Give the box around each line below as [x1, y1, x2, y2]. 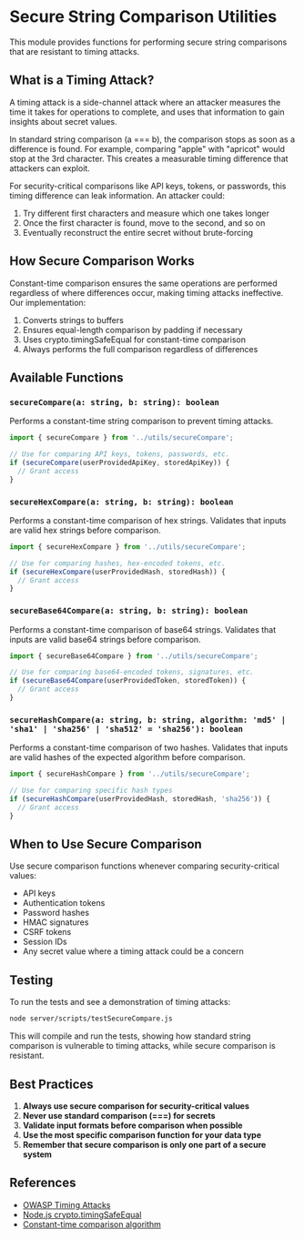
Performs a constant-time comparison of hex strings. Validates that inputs [9, 514, 287, 525]
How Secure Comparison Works [9, 253, 195, 269]
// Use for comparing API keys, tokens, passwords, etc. [9, 450, 230, 459]
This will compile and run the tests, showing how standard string [9, 1031, 251, 1041]
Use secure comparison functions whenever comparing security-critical [9, 860, 279, 871]
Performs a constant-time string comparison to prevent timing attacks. [9, 416, 274, 427]
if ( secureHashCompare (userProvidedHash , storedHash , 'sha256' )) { [9, 795, 271, 804]
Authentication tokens [22, 898, 106, 909]
